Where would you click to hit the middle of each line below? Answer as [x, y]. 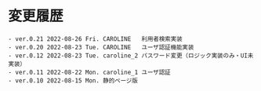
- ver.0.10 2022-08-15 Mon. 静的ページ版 [73, 80]
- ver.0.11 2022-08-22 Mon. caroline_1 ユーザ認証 [89, 72]
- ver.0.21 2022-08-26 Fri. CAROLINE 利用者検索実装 [95, 39]
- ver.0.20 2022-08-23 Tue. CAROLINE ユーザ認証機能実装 [101, 47]
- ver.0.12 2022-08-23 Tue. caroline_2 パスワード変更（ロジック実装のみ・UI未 [131, 56]
